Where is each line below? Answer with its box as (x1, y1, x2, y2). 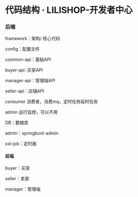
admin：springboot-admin (5, 130, 59, 136)
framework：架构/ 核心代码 (5, 36, 61, 42)
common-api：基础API (5, 56, 51, 62)
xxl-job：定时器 (5, 141, 37, 147)
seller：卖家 (5, 175, 30, 181)
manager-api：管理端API (5, 78, 56, 84)
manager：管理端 (5, 186, 41, 192)
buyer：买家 (5, 165, 30, 171)
